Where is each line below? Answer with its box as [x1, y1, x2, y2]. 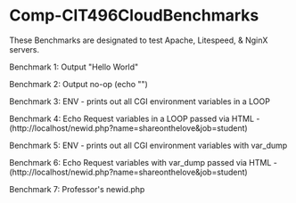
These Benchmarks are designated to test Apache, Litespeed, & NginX [9, 35, 268, 45]
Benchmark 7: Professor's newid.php [9, 183, 145, 194]
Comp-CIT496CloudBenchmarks [9, 5, 259, 26]
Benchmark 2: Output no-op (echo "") [9, 78, 149, 89]
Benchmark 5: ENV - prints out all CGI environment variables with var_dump [9, 140, 288, 150]
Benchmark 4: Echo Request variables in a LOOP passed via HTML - [9, 113, 260, 124]
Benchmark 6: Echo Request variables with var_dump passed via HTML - [9, 157, 278, 167]
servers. [9, 44, 40, 54]
